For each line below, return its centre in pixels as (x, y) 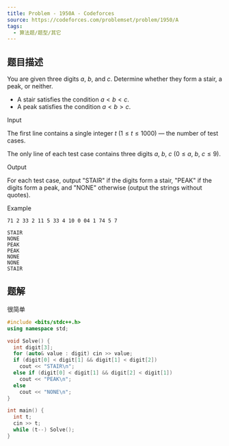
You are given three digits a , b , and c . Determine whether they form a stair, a (114, 79)
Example (19, 208)
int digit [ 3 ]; (33, 347)
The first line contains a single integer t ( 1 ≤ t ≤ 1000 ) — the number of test (113, 134)
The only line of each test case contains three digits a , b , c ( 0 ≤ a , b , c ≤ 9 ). (114, 154)
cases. (16, 140)
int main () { (26, 411)
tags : (15, 26)
